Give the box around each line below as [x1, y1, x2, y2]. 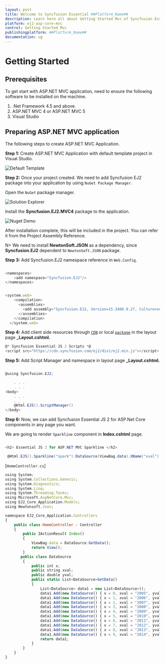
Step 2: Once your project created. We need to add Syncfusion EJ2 [5, 174, 141, 180]
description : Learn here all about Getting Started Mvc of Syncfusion [5, 16, 153, 21]
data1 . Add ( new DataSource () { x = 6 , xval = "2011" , [40, 618, 151, 623]
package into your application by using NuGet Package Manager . [5, 180, 133, 186]
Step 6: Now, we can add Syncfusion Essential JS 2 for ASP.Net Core [5, 416, 146, 423]
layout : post [5, 7, 32, 12]
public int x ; [31, 563, 60, 568]
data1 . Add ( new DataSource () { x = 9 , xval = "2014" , [40, 632, 151, 637]
